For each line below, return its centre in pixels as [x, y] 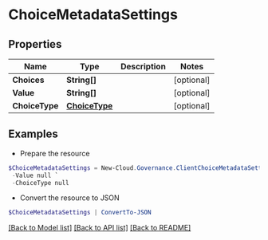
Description [143, 67]
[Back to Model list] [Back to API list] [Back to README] [100, 228]
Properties [35, 44]
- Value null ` [35, 175]
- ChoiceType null [40, 183]
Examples [33, 134]
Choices [28, 80]
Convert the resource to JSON [69, 198]
